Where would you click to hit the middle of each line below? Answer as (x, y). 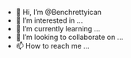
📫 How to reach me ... (52, 46)
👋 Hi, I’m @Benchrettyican (58, 12)
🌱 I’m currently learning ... (58, 29)
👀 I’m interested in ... (49, 20)
